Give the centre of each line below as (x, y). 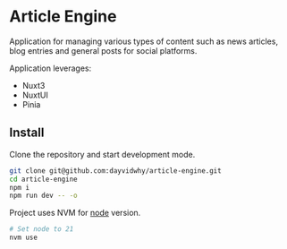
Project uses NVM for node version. (75, 213)
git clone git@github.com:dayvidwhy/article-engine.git (115, 171)
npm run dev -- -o (43, 196)
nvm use (24, 238)
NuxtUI (35, 95)
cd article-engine (43, 179)
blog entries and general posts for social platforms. (103, 50)
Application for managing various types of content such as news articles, (144, 41)
